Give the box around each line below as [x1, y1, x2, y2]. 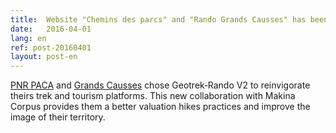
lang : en [10, 33, 47, 43]
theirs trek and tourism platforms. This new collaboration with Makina [10, 90, 296, 102]
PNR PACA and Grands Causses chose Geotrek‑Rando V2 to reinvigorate [10, 79, 311, 91]
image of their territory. [10, 111, 106, 123]
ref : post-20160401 [10, 42, 92, 53]
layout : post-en [10, 52, 78, 62]
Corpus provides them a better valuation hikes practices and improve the [10, 101, 311, 113]
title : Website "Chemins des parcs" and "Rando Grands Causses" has [10, 14, 307, 25]
